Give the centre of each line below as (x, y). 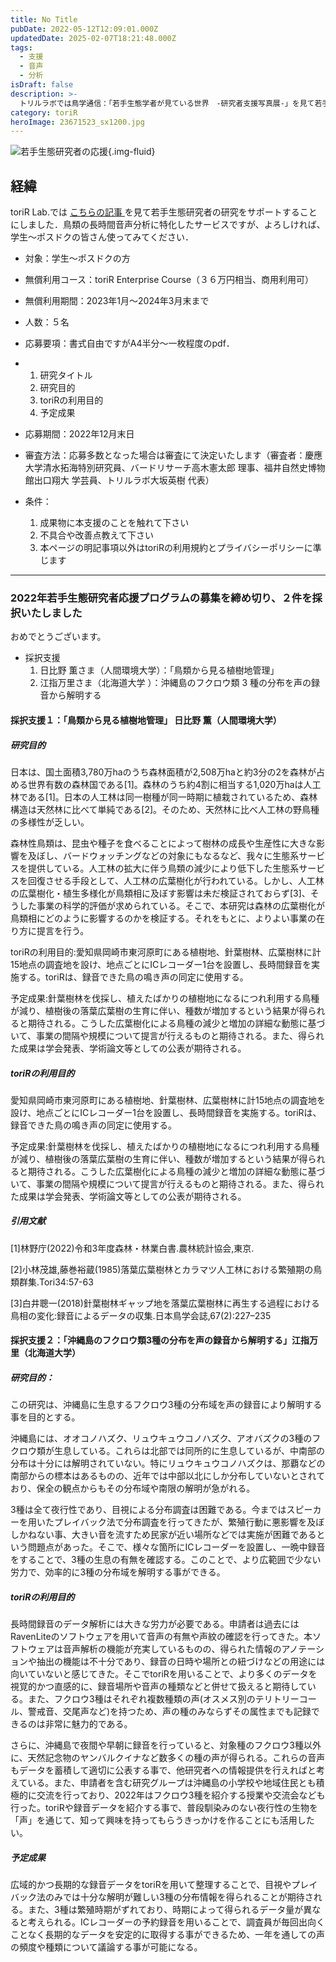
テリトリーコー (285, 1699)
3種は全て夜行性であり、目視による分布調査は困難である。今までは (148, 1510)
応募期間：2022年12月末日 (79, 434)
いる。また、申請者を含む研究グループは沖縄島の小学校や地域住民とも (172, 1783)
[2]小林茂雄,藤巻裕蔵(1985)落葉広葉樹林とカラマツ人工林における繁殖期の (162, 1269)
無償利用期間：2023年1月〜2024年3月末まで (117, 301)
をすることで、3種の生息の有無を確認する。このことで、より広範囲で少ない (166, 1560)
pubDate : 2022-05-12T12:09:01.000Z (84, 29)
